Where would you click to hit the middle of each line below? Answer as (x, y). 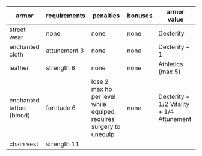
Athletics (171, 64)
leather (19, 68)
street (17, 30)
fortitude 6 (61, 108)
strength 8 (61, 68)
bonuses (140, 16)
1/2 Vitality (174, 104)
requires (103, 119)
